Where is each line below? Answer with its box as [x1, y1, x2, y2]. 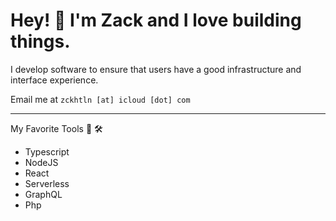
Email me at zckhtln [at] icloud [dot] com [10, 93, 191, 105]
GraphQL [24, 188, 63, 200]
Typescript [24, 145, 70, 158]
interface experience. [10, 74, 99, 86]
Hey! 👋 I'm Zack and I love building [10, 9, 302, 32]
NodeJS [24, 156, 59, 168]
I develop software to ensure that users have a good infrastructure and [10, 63, 302, 75]
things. [10, 30, 71, 53]
